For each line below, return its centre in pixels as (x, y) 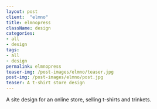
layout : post (22, 11)
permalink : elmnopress (34, 66)
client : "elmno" (27, 17)
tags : (13, 50)
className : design (28, 28)
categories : (21, 34)
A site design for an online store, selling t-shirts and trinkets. (79, 100)
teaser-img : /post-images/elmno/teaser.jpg (60, 72)
